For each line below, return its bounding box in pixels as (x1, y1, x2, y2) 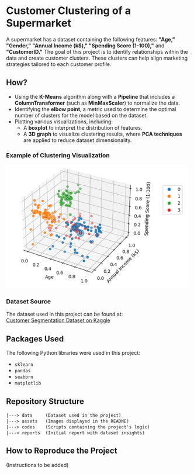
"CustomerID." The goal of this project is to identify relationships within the (6, 48, 188, 55)
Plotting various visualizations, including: (14, 118, 113, 125)
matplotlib (14, 380, 41, 386)
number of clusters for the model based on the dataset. (14, 112, 148, 119)
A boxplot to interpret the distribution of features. (23, 124, 143, 131)
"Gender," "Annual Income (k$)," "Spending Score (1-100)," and (6, 42, 165, 49)
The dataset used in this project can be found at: (6, 311, 123, 318)
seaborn (14, 374, 33, 380)
